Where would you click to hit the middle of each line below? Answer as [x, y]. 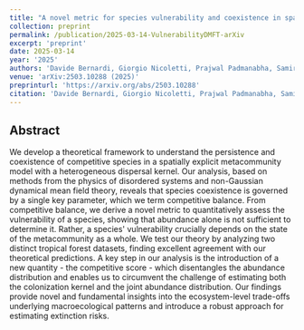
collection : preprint [50, 26]
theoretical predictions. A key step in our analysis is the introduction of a [144, 258]
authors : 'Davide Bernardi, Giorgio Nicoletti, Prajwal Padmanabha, [141, 69]
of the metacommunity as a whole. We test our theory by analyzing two [142, 239]
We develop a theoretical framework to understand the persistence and [142, 152]
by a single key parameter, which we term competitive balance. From [138, 200]
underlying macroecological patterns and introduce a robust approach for [147, 306]
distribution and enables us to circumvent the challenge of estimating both [148, 277]
